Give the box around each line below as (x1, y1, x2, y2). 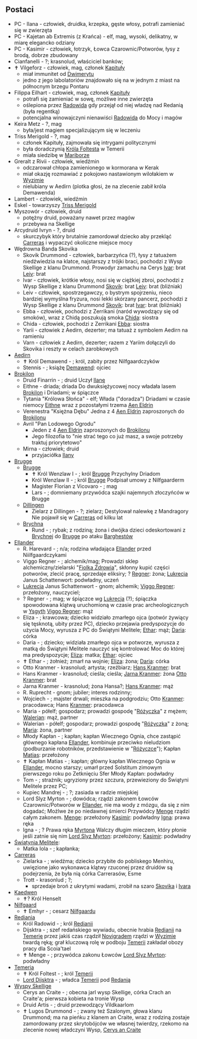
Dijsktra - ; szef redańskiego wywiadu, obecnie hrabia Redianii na (22, 926, 182, 933)
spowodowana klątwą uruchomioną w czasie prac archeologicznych (22, 601, 189, 608)
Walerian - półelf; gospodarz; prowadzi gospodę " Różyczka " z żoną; (22, 720, 189, 727)
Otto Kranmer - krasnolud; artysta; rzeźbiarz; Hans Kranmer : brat (22, 664, 181, 671)
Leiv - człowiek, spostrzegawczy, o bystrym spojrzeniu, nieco (22, 289, 173, 296)
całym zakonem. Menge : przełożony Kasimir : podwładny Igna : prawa (22, 814, 190, 821)
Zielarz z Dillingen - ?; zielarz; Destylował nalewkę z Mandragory (31, 507, 189, 515)
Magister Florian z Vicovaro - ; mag (31, 482, 118, 490)
